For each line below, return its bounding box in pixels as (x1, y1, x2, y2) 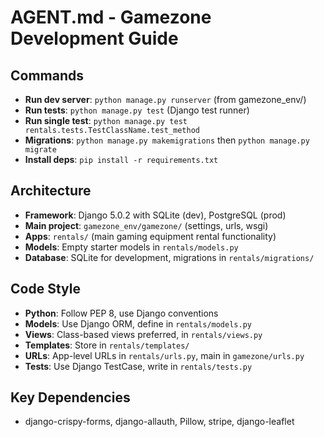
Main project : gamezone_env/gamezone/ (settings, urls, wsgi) (24, 219, 269, 231)
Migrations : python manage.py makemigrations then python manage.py (24, 134, 310, 146)
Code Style (10, 281, 81, 298)
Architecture (10, 182, 92, 200)
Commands (10, 67, 85, 84)
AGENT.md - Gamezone (10, 6, 212, 29)
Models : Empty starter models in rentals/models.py (24, 241, 239, 253)
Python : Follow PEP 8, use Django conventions (24, 307, 219, 319)
